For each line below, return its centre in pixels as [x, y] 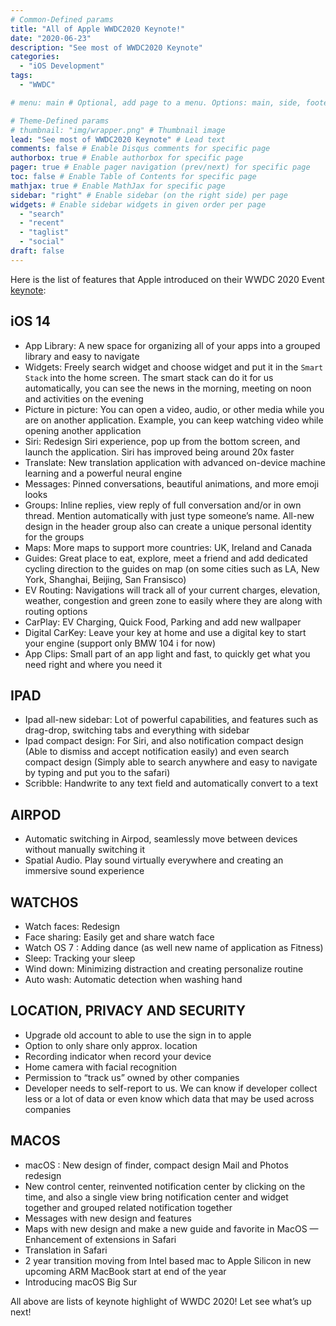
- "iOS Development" [62, 66]
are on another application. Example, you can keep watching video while [174, 420]
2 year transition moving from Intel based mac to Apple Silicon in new [168, 1260]
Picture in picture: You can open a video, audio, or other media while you [174, 409]
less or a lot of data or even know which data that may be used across [169, 1098]
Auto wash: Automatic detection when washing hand [133, 979]
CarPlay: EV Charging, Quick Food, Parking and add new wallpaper [163, 622]
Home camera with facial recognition [100, 1067]
